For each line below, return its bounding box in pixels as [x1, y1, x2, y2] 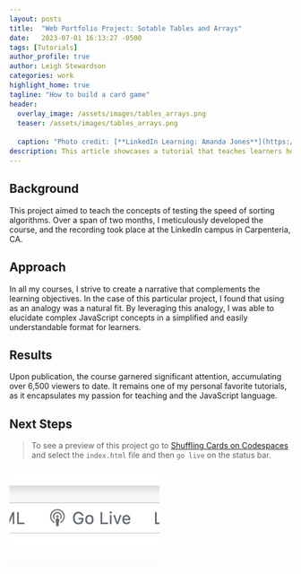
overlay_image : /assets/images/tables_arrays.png [17, 109, 206, 118]
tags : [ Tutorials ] [9, 43, 78, 52]
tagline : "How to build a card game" [9, 90, 150, 99]
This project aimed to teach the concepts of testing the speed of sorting [9, 204, 275, 215]
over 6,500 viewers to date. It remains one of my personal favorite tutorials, [9, 381, 288, 392]
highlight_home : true [9, 81, 90, 90]
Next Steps [9, 416, 73, 431]
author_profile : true [9, 52, 90, 62]
